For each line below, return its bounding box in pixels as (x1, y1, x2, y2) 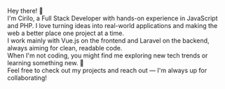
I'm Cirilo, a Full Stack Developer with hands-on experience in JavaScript (7, 14, 218, 22)
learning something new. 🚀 (7, 59, 84, 67)
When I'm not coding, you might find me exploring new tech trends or (7, 51, 208, 60)
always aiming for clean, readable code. (7, 44, 123, 52)
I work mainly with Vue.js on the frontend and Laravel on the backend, (7, 36, 210, 45)
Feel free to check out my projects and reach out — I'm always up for (7, 67, 207, 74)
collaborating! (7, 74, 47, 82)
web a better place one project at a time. (7, 29, 125, 37)
